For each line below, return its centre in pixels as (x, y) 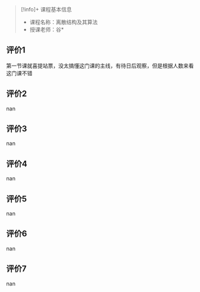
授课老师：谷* (47, 30)
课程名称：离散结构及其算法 (64, 22)
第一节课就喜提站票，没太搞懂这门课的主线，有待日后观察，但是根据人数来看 (100, 66)
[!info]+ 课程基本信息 (46, 9)
